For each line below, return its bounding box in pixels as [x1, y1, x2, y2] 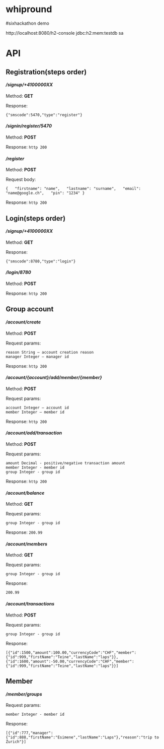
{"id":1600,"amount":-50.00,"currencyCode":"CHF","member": [6, 659, 135, 664]
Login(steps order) [6, 214, 66, 223]
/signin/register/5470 [6, 123, 52, 129]
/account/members [6, 540, 47, 547]
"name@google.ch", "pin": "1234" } [6, 190, 85, 196]
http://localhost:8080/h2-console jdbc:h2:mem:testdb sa [6, 30, 124, 36]
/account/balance [6, 490, 45, 496]
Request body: [6, 176, 36, 182]
